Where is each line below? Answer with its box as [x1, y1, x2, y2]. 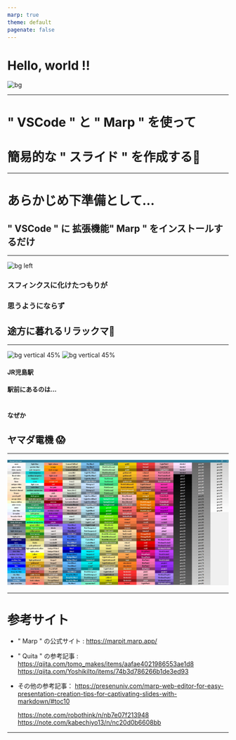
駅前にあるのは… [7, 385, 58, 394]
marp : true [7, 11, 39, 18]
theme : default [7, 18, 52, 26]
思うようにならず [7, 301, 65, 311]
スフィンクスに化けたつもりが [7, 280, 108, 290]
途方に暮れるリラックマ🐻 [7, 325, 115, 337]
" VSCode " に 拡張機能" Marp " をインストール [7, 222, 214, 235]
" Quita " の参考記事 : [17, 652, 79, 660]
